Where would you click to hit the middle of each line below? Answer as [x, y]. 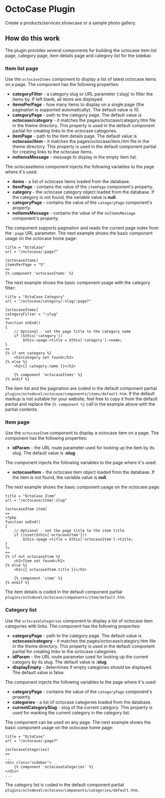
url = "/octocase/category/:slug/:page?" [48, 301]
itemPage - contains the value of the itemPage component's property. [83, 187]
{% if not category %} [28, 353]
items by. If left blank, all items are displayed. [58, 99]
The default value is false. [38, 672]
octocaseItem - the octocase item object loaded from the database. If [83, 472]
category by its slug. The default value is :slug [59, 662]
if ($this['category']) [38, 336]
